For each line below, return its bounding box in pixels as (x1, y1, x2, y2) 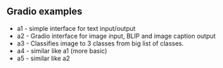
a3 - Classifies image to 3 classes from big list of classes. (16, 39, 184, 48)
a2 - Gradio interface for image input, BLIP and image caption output (16, 32, 216, 40)
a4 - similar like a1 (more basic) (16, 46, 108, 55)
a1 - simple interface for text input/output (16, 24, 136, 32)
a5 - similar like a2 (16, 54, 70, 62)
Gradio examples (6, 6, 82, 18)
